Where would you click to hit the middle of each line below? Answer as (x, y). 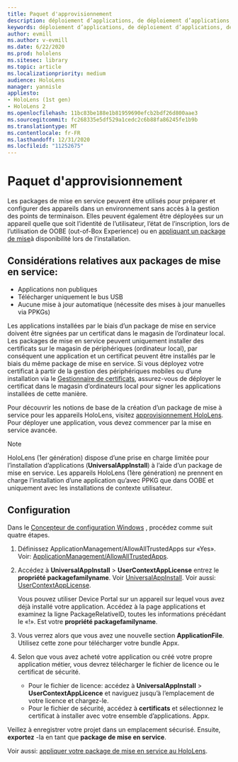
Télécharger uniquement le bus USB (70, 296)
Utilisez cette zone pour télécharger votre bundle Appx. (98, 643)
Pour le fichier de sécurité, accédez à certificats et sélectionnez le (126, 708)
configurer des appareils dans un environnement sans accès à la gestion (113, 209)
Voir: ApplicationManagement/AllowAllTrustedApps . (93, 556)
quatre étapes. (29, 535)
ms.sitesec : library (38, 60)
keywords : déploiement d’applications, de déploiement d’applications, (115, 27)
